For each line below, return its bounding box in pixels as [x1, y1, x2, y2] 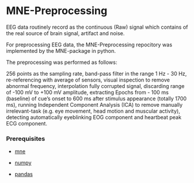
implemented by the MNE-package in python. [6, 47, 116, 54]
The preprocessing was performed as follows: [6, 59, 117, 66]
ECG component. [6, 120, 47, 127]
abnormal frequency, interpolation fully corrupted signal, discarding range [6, 82, 185, 89]
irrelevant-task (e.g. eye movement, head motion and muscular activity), [6, 107, 181, 114]
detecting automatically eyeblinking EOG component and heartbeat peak [6, 113, 182, 121]
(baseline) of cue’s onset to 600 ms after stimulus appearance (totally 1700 [6, 95, 187, 102]
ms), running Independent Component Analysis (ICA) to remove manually [6, 101, 183, 108]
